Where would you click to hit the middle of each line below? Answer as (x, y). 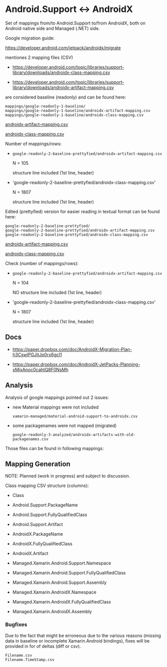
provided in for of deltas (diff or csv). (43, 646)
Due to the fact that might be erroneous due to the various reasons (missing (83, 635)
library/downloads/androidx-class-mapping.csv (61, 72)
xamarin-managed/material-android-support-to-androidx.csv (75, 416)
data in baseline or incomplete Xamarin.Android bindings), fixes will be (78, 640)
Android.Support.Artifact (38, 524)
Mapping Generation (38, 464)
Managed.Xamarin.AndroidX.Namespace (54, 592)
